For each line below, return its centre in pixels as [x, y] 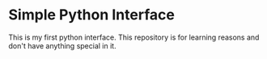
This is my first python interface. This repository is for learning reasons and [134, 37]
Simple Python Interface [92, 15]
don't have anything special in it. [62, 45]
